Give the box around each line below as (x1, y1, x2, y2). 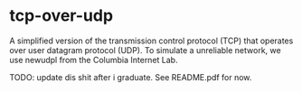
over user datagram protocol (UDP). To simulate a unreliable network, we (9, 44, 282, 55)
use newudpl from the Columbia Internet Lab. (9, 54, 178, 65)
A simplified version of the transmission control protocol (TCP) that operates (9, 35, 294, 46)
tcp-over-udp (9, 5, 114, 26)
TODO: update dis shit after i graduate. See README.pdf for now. (9, 71, 252, 82)
